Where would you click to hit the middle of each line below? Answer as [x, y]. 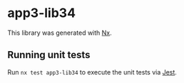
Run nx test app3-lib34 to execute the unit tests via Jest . [92, 72]
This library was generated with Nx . [60, 33]
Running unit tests [49, 55]
